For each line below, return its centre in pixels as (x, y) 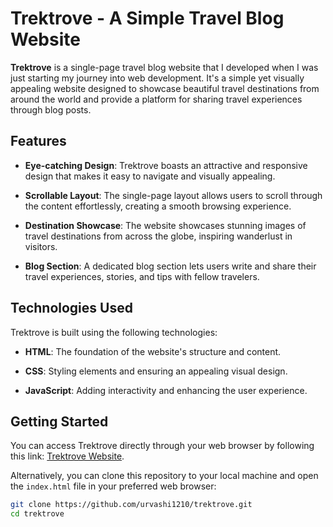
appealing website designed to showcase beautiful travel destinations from (165, 88)
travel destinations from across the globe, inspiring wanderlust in (158, 236)
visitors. (41, 246)
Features (38, 141)
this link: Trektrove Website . (67, 456)
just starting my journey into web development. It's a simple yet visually (157, 78)
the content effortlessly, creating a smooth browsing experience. (158, 206)
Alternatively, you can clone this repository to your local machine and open (164, 476)
